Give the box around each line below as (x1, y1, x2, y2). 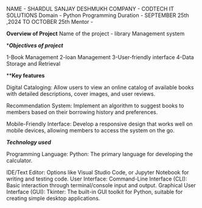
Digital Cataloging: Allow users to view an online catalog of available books (6, 84, 194, 91)
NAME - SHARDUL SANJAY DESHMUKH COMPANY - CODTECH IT (6, 5, 175, 12)
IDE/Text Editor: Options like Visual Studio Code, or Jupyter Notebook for (6, 169, 189, 176)
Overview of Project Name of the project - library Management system (6, 30, 185, 37)
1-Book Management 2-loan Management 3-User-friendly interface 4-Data (6, 54, 194, 60)
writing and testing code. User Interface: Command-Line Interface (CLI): (6, 175, 187, 182)
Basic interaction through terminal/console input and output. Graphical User (6, 182, 197, 188)
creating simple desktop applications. (6, 195, 100, 202)
